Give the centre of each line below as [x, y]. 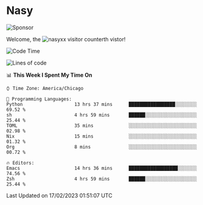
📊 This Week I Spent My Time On [49, 75]
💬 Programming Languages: [39, 99]
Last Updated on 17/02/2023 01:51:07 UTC [59, 195]
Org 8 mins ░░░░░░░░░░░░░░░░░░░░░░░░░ [102, 147]
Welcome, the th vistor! [66, 39]
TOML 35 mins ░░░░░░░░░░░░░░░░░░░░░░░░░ [102, 125]
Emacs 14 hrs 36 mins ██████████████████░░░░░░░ [102, 168]
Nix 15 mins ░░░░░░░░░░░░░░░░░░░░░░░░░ [102, 136]
